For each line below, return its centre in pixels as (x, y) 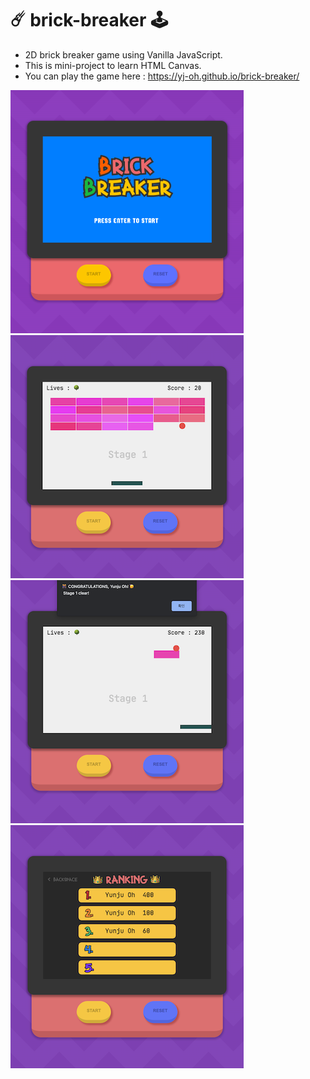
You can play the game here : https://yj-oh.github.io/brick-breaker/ (162, 76)
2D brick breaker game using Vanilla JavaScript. (123, 54)
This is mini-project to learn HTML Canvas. (113, 65)
